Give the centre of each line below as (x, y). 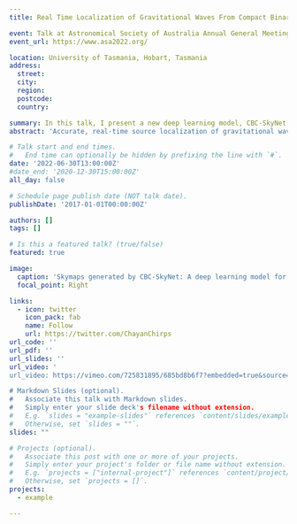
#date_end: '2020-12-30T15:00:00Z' (75, 172)
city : (27, 82)
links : (21, 301)
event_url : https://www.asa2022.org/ (79, 42)
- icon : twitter (47, 309)
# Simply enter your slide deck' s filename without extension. (132, 408)
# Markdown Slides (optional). (67, 391)
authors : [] (31, 220)
